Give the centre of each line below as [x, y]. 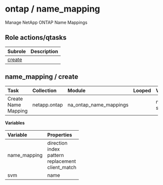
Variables [15, 123]
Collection [44, 90]
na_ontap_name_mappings [98, 104]
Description [44, 51]
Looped [142, 90]
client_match [62, 167]
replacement [62, 161]
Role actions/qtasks [36, 38]
